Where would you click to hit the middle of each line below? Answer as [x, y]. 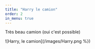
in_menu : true [19, 18]
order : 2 [14, 14]
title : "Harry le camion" [31, 9]
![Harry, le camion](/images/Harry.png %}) [48, 41]
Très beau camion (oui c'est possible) [43, 32]
